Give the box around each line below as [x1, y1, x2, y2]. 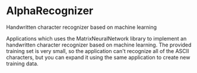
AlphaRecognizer [6, 4, 94, 18]
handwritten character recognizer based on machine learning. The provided [6, 41, 192, 48]
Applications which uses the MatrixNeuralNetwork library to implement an [6, 35, 187, 42]
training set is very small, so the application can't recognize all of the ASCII [6, 47, 189, 54]
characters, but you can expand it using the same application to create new [6, 54, 190, 61]
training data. [6, 60, 39, 67]
